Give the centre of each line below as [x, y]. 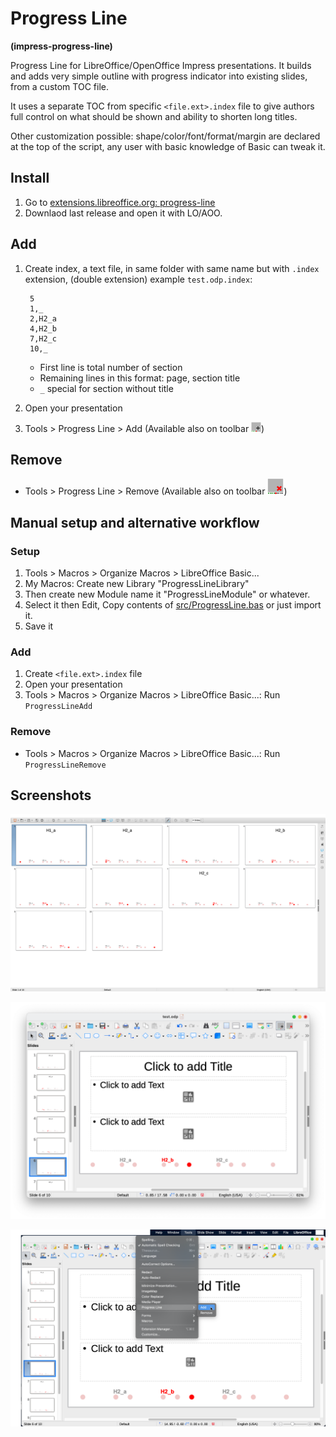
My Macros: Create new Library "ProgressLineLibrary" [137, 584]
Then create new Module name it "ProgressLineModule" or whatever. [167, 594]
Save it [39, 626]
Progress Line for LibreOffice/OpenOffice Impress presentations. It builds [161, 65]
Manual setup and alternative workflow [135, 522]
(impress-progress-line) [61, 46]
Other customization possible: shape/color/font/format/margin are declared [165, 136]
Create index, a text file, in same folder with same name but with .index [172, 268]
